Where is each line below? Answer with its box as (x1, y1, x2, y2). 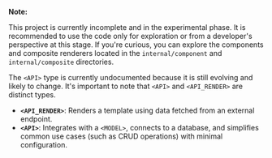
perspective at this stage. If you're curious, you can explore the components (8, 40, 264, 49)
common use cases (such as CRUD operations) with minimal (19, 131, 223, 141)
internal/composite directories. (8, 57, 114, 66)
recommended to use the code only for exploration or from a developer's (8, 32, 253, 41)
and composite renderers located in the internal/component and (8, 49, 222, 58)
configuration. (19, 140, 67, 149)
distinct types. (8, 90, 56, 100)
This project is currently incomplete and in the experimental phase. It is (8, 23, 246, 32)
